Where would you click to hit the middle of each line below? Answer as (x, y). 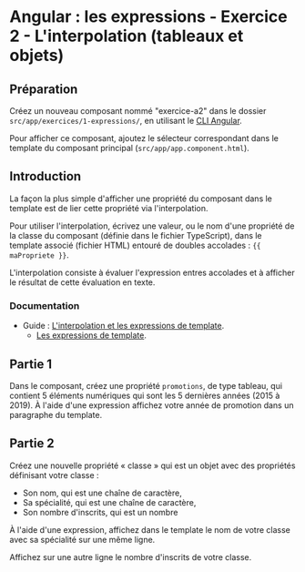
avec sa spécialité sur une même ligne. (82, 539)
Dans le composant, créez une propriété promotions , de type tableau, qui (146, 385)
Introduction (46, 176)
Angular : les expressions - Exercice (149, 17)
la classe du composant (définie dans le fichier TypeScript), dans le (136, 235)
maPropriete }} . (40, 255)
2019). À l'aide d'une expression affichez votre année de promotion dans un (152, 405)
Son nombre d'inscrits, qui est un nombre (100, 512)
